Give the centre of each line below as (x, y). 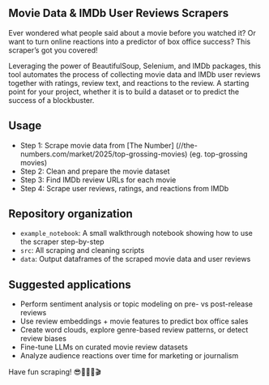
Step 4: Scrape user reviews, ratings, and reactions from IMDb (124, 188)
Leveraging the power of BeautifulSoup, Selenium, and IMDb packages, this (135, 66)
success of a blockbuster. (51, 100)
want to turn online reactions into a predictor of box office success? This (130, 41)
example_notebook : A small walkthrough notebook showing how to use (137, 233)
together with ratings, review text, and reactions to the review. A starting (129, 83)
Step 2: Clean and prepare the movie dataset (95, 171)
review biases (43, 339)
